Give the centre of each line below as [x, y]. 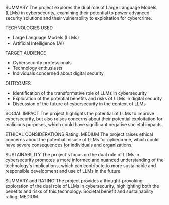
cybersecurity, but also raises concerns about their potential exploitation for [84, 119]
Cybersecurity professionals [42, 63]
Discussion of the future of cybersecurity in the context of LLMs [79, 104]
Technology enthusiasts [37, 68]
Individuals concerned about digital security [58, 73]
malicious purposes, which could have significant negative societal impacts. [84, 124]
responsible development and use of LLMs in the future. [64, 171]
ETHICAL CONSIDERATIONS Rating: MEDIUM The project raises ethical [79, 134]
